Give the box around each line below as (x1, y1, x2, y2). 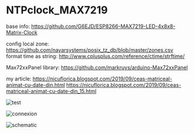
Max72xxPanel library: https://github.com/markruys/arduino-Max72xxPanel (6, 64, 188, 70)
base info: (6, 23, 30, 30)
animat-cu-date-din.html (6, 81, 65, 88)
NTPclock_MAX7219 (6, 3, 108, 17)
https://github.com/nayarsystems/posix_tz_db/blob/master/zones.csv (6, 46, 174, 53)
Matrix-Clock (6, 29, 38, 36)
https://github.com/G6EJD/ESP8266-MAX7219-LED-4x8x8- (31, 23, 176, 30)
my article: (6, 75, 32, 82)
